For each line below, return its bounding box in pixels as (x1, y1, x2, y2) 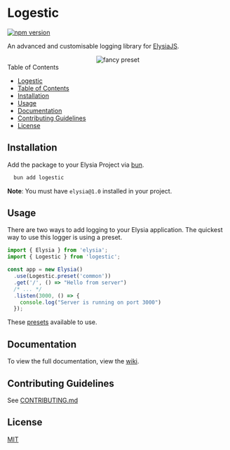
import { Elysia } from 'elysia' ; (7, 247, 109, 254)
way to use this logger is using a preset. (7, 233, 123, 242)
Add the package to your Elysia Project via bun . (7, 160, 144, 169)
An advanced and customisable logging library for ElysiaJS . (7, 41, 180, 50)
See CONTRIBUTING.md (7, 396, 79, 404)
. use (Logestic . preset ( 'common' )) (13, 273, 111, 280)
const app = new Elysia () (7, 266, 83, 274)
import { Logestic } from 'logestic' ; (7, 253, 121, 261)
